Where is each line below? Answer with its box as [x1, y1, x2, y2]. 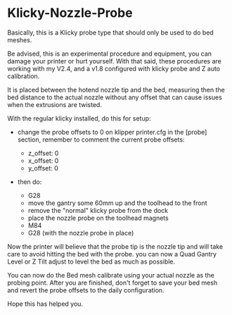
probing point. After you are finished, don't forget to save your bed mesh [7, 278, 218, 287]
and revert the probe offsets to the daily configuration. [7, 285, 165, 294]
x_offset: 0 [27, 156, 59, 165]
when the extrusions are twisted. [7, 100, 102, 109]
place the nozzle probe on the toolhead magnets [27, 214, 169, 222]
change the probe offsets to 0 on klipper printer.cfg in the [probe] [17, 128, 207, 136]
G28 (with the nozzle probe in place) [27, 228, 134, 237]
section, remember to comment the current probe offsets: [17, 135, 185, 144]
